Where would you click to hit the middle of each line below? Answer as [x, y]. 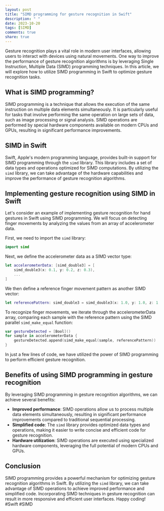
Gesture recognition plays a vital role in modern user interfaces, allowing [78, 51]
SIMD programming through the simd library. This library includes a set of [79, 163]
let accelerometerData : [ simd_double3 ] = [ [50, 266]
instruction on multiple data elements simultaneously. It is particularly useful [82, 109]
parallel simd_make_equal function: [39, 322]
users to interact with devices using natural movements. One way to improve [82, 56]
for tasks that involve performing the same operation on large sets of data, [80, 114]
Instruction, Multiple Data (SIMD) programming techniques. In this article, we [82, 66]
